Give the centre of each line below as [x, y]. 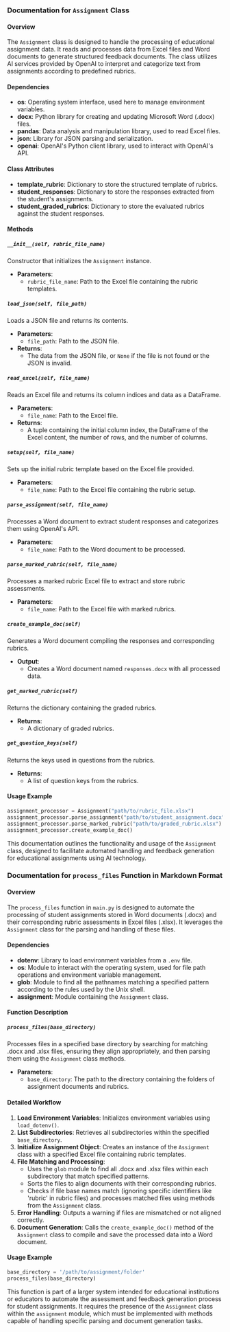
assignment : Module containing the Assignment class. [93, 996]
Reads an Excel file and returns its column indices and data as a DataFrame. [114, 395]
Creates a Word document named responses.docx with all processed [124, 668]
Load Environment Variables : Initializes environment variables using [114, 1118]
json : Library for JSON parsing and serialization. [85, 139]
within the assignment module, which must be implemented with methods [110, 1313]
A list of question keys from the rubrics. [83, 780]
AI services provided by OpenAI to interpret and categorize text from [104, 64]
